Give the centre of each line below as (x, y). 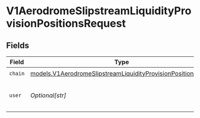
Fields (18, 45)
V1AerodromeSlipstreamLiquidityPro (99, 11)
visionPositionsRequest (66, 23)
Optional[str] (48, 95)
